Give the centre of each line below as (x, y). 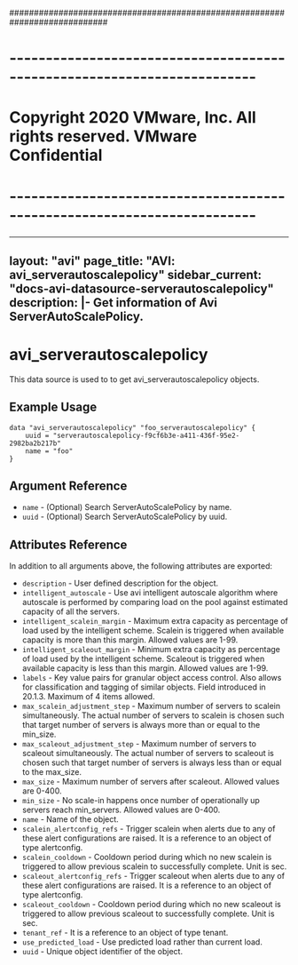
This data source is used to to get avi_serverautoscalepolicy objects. (134, 379)
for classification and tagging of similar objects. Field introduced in (144, 687)
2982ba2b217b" (35, 443)
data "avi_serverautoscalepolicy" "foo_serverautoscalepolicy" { (132, 427)
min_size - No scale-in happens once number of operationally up (141, 801)
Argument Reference (68, 486)
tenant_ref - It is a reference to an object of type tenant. (125, 933)
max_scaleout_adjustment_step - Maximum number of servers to (139, 744)
